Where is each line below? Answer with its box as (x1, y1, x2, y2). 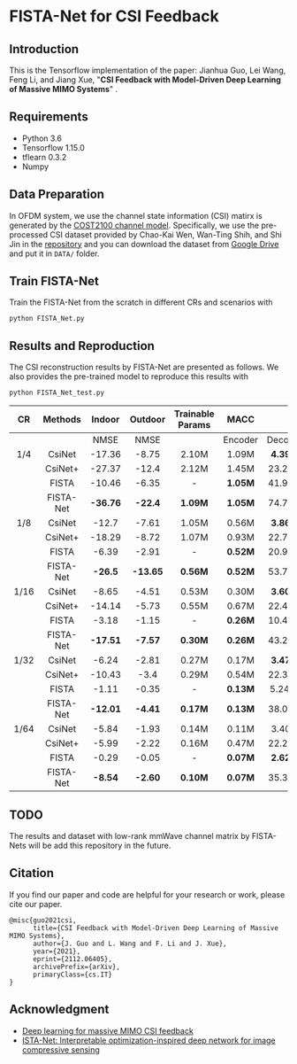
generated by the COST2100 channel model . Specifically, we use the (9, 220, 259, 230)
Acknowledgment (9, 1002, 110, 1017)
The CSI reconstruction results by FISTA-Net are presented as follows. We (9, 361, 279, 373)
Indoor (91, 414, 120, 426)
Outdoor (129, 414, 166, 426)
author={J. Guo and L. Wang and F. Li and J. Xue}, (32, 939, 227, 948)
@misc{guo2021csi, (9, 915, 77, 925)
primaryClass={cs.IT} (32, 970, 113, 979)
